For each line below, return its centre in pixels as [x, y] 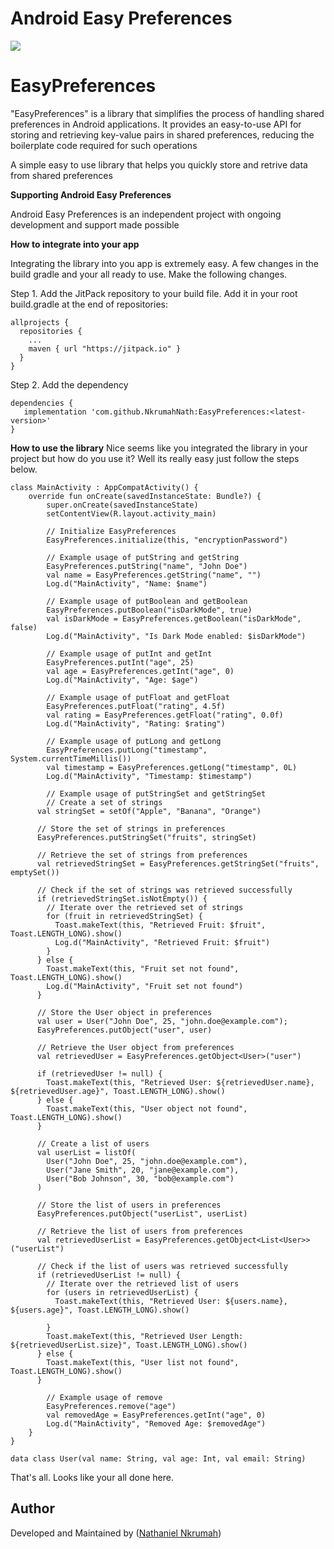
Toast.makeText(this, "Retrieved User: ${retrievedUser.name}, [180, 1082]
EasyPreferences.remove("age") [111, 1406]
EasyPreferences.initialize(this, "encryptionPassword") [167, 540]
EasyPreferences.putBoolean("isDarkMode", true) [149, 610]
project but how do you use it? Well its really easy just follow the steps [155, 458]
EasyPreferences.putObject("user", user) [124, 1030]
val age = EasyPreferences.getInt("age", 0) [140, 671]
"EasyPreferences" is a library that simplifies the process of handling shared [167, 113]
